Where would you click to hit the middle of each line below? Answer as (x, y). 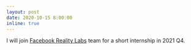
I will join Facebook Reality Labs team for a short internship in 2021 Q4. (96, 41)
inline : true (23, 23)
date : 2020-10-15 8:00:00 (39, 18)
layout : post (23, 12)
